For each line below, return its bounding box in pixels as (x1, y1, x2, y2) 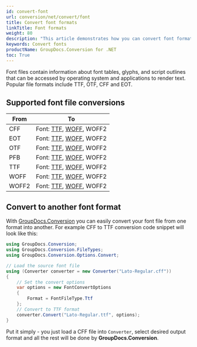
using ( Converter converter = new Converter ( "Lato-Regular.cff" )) (6, 268, 172, 274)
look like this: (6, 230, 38, 237)
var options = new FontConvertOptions (16, 285, 111, 291)
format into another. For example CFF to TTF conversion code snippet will (6, 224, 184, 231)
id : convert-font (6, 8, 49, 15)
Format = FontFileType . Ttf (27, 295, 93, 302)
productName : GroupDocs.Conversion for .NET (6, 47, 117, 53)
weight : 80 (6, 30, 33, 36)
